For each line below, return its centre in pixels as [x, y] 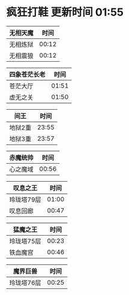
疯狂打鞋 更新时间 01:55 [65, 12]
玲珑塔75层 [25, 241]
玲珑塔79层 [25, 200]
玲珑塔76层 [25, 282]
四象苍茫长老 [28, 74]
